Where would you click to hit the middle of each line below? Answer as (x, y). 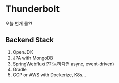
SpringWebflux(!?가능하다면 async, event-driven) (63, 64)
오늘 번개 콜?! (19, 23)
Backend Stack (30, 40)
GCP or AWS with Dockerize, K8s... (49, 75)
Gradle (20, 69)
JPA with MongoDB (33, 58)
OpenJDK (23, 52)
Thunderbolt (33, 9)
